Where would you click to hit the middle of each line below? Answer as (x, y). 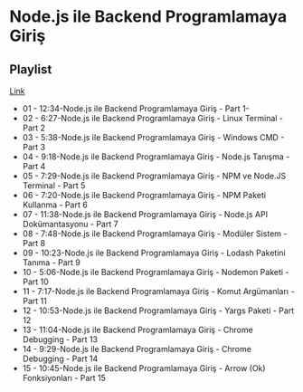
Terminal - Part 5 (54, 186)
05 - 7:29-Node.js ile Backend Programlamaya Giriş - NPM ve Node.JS (154, 176)
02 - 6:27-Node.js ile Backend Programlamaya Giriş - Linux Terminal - (152, 118)
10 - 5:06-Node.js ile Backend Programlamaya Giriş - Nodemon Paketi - (156, 272)
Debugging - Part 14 (60, 359)
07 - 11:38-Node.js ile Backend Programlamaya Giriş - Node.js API (145, 214)
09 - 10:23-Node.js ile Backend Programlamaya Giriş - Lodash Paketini (154, 253)
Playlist (31, 69)
